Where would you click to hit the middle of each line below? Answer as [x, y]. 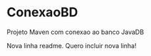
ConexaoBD [42, 12]
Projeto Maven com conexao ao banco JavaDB [75, 32]
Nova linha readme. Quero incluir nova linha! [72, 45]
